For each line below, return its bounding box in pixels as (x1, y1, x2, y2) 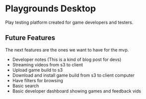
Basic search (12, 83, 39, 89)
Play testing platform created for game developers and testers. (5, 19, 134, 25)
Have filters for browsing (12, 77, 64, 83)
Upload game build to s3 (12, 67, 63, 73)
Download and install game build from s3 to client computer (12, 72, 135, 78)
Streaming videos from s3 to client (12, 61, 83, 67)
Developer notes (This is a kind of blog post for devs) (12, 56, 122, 62)
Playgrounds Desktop (5, 3, 96, 14)
